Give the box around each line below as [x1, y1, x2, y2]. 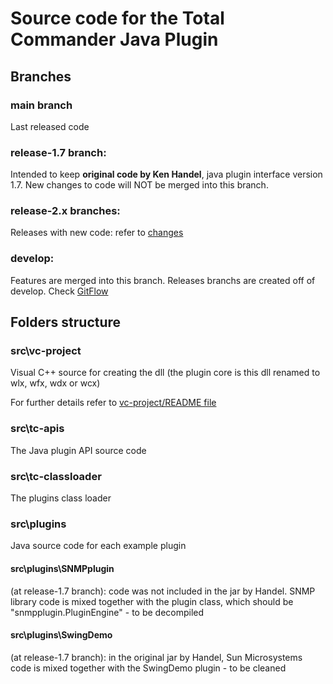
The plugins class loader [10, 492, 112, 504]
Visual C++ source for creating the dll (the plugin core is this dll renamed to [10, 367, 321, 379]
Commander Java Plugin [10, 28, 219, 51]
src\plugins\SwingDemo [10, 629, 113, 641]
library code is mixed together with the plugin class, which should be [10, 595, 294, 607]
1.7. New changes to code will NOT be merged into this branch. [10, 179, 269, 191]
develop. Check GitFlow [10, 285, 109, 297]
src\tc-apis [10, 422, 65, 436]
